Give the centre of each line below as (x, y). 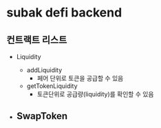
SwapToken (42, 116)
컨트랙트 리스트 (37, 40)
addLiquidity (44, 70)
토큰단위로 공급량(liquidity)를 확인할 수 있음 (95, 94)
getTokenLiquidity (52, 86)
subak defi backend (64, 13)
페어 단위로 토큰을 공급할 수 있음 (80, 78)
